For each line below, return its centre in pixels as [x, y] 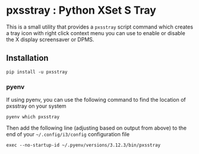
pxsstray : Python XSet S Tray [81, 10]
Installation [27, 58]
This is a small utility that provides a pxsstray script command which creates [100, 27]
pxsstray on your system [36, 106]
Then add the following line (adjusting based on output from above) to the [97, 128]
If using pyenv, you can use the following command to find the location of [96, 100]
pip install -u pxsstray [37, 72]
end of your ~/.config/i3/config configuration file [68, 134]
